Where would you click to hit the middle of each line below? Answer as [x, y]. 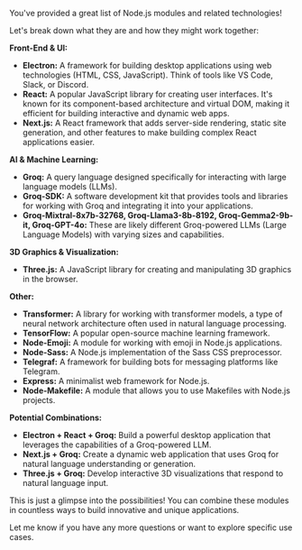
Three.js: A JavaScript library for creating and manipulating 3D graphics [157, 269]
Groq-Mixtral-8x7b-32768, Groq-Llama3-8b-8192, [119, 215]
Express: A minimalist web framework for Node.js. [116, 381]
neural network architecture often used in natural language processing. [154, 323]
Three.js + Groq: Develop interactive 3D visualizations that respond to [153, 473]
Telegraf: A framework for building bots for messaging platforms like [150, 362]
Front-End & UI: [38, 48]
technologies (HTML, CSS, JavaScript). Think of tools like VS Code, [147, 75]
